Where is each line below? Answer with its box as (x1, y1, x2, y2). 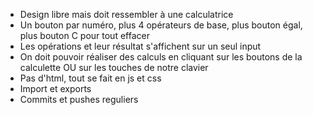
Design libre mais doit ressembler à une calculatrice (19, 9, 234, 20)
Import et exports (19, 83, 92, 94)
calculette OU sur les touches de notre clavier (19, 62, 209, 73)
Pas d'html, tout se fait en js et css (19, 72, 162, 84)
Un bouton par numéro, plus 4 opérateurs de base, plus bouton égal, (19, 19, 303, 31)
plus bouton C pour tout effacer (19, 30, 150, 41)
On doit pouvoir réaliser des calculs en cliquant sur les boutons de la (19, 51, 303, 63)
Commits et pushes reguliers (19, 94, 139, 105)
